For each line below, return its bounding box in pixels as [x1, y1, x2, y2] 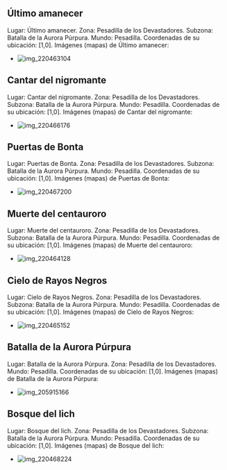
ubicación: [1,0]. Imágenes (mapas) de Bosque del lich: [7, 441, 165, 449]
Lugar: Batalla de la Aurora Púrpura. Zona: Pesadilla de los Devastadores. [7, 360, 217, 368]
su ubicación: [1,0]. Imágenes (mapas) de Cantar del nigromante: [7, 108, 193, 116]
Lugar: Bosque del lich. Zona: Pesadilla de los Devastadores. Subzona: [7, 426, 209, 435]
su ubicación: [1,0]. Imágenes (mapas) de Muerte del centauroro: [7, 241, 193, 249]
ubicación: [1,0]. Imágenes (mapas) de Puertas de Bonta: [7, 174, 170, 183]
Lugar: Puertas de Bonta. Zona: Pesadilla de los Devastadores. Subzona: [7, 160, 215, 168]
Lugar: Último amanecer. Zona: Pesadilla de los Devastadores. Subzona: [7, 26, 214, 34]
